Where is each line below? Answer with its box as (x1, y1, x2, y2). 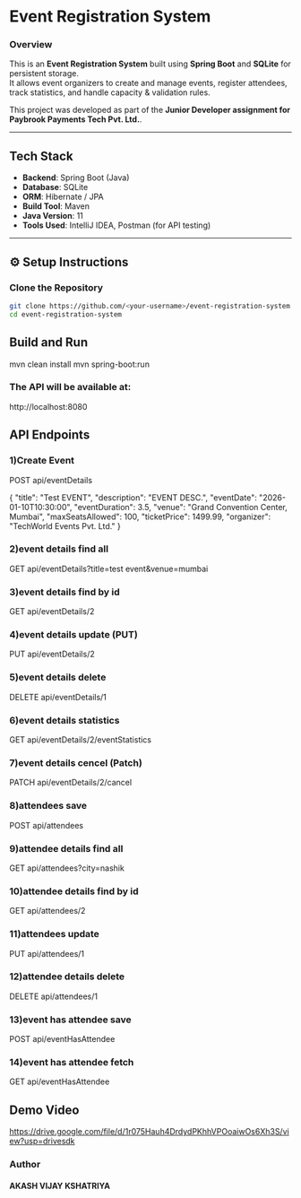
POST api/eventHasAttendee (9, 1034, 116, 1045)
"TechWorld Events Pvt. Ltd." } (9, 520, 121, 531)
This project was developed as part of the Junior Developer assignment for (9, 105, 291, 116)
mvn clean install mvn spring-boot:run (9, 359, 150, 369)
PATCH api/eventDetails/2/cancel (9, 777, 133, 788)
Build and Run (9, 334, 88, 351)
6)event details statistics (9, 714, 120, 726)
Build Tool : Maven (21, 201, 90, 212)
